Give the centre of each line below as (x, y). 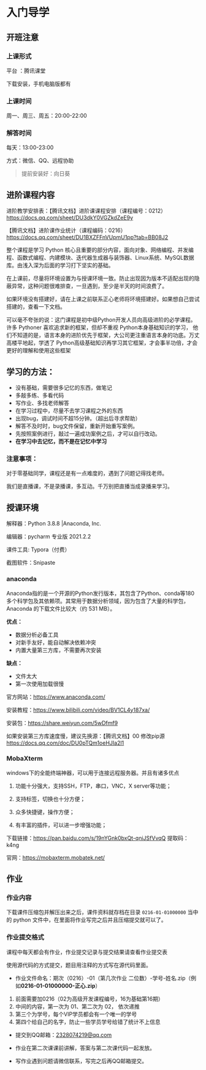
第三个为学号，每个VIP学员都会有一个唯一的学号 (76, 1014)
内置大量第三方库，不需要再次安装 (58, 650)
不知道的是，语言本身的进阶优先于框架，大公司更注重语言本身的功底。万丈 (105, 335)
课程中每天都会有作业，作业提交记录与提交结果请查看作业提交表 (87, 952)
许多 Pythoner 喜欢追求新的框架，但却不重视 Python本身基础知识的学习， (99, 328)
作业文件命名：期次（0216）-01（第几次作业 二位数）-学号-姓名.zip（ (103, 978)
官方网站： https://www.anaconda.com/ (56, 697)
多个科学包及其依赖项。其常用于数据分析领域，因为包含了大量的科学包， (97, 601)
